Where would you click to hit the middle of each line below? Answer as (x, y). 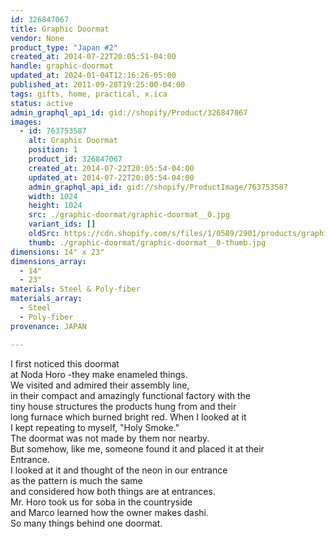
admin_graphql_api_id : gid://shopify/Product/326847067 (129, 112)
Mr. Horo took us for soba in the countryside (101, 502)
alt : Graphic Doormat (73, 141)
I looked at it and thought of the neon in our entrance (119, 470)
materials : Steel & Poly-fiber (75, 289)
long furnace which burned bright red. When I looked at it (128, 417)
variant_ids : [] (62, 224)
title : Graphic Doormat (60, 29)
